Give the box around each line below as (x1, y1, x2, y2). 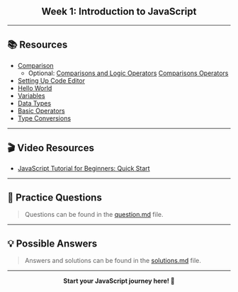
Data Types (17, 99, 52, 107)
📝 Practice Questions (7, 191, 103, 203)
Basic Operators (17, 106, 65, 115)
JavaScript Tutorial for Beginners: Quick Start (17, 164, 150, 173)
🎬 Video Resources (7, 142, 94, 155)
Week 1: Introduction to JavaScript (41, 6, 197, 18)
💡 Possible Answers (7, 237, 98, 249)
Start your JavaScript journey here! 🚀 (63, 276, 175, 286)
